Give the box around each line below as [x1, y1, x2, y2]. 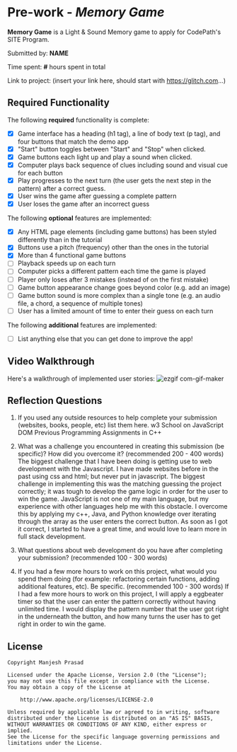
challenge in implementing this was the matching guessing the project [17, 480, 221, 488]
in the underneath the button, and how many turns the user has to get [17, 613, 221, 621]
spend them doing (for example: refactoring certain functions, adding [17, 574, 220, 584]
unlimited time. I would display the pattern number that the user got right [17, 605, 229, 613]
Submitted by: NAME [7, 49, 69, 57]
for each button [17, 169, 64, 177]
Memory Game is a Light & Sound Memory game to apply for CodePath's [7, 28, 221, 36]
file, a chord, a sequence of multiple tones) [17, 299, 144, 308]
